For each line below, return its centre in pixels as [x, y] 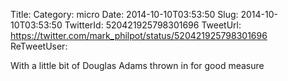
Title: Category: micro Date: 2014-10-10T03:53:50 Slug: [124, 14]
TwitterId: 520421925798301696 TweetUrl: [153, 25]
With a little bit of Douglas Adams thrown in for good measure [137, 65]
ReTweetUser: [39, 46]
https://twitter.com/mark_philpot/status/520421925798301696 [139, 35]
